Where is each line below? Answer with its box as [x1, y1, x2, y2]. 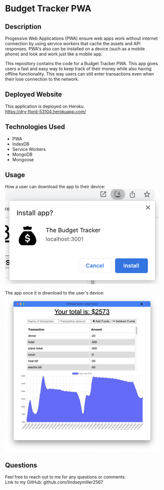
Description [5, 23, 41, 31]
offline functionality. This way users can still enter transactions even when [5, 71, 154, 76]
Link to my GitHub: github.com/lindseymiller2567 [5, 479, 103, 485]
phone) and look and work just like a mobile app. [5, 51, 103, 57]
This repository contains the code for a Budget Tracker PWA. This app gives [5, 61, 158, 66]
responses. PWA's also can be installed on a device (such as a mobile [5, 46, 145, 51]
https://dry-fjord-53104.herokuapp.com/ [5, 108, 86, 114]
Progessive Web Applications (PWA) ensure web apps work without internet [5, 35, 158, 41]
